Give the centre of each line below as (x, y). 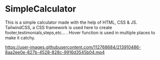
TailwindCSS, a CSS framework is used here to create (59, 27)
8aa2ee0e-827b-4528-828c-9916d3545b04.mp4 (55, 52)
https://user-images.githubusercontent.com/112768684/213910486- (73, 47)
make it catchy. (20, 38)
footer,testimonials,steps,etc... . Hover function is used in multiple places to (80, 32)
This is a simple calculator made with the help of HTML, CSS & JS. (71, 22)
